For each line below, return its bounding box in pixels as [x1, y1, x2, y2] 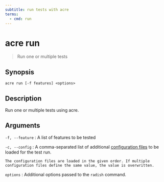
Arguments [5, 121, 41, 130]
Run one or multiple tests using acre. [5, 107, 79, 113]
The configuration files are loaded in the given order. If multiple [5, 158, 150, 163]
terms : [5, 12, 19, 17]
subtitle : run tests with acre [5, 7, 69, 12]
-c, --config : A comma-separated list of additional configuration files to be [5, 144, 159, 150]
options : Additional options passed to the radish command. [5, 171, 126, 177]
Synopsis [5, 68, 34, 76]
